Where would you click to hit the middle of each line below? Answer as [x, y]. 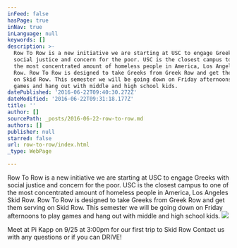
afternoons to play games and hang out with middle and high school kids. [114, 216]
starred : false [30, 138]
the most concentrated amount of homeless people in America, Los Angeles [118, 192]
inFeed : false [28, 14]
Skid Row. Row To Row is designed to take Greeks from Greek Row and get [116, 200]
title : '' [22, 106]
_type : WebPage [30, 151]
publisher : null [31, 132]
